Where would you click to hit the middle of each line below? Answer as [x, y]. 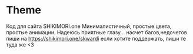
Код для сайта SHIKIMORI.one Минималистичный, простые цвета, [89, 26]
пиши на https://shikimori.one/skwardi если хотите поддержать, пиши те [96, 38]
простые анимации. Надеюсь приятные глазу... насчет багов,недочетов [96, 32]
